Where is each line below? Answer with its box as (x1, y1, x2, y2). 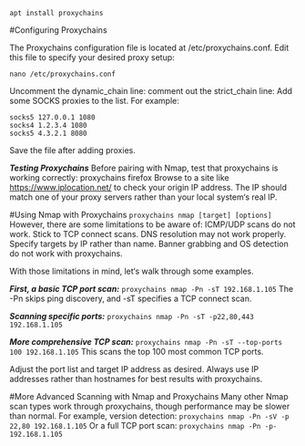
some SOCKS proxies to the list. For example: (9, 96, 180, 106)
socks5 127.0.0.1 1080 (9, 113, 96, 122)
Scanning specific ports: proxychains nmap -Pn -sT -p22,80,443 (9, 311, 255, 321)
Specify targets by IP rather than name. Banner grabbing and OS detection (9, 238, 289, 249)
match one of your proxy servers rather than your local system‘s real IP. (9, 192, 278, 202)
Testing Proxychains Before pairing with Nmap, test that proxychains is (9, 162, 279, 173)
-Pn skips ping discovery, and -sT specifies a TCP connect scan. (9, 293, 252, 304)
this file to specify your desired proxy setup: (9, 52, 175, 63)
